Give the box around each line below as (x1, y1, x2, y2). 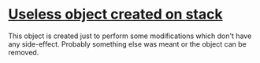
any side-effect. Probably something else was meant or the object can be (8, 39, 247, 48)
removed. (8, 47, 39, 57)
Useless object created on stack (8, 5, 223, 23)
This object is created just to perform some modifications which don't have (8, 31, 252, 40)
